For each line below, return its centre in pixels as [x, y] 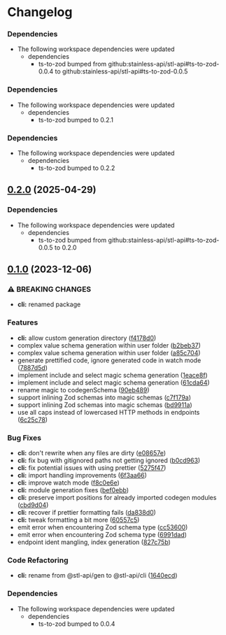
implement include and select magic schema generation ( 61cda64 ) [113, 383]
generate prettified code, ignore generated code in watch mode [109, 360]
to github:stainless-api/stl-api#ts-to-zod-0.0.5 [121, 71]
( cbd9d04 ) [33, 505]
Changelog [40, 12]
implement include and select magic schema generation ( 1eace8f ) [112, 375]
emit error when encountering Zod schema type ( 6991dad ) [102, 535]
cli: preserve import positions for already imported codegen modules [117, 498]
